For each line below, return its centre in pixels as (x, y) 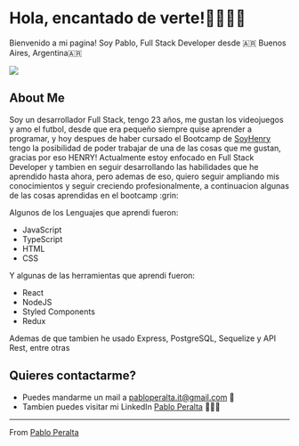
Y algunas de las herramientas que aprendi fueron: (102, 275)
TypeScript (42, 239)
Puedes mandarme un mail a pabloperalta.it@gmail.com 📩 (128, 397)
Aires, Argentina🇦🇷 (46, 53)
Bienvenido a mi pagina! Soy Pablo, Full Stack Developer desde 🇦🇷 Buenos (148, 43)
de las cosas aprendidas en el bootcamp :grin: (94, 195)
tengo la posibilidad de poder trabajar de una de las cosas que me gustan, (145, 148)
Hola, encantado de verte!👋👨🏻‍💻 (128, 18)
